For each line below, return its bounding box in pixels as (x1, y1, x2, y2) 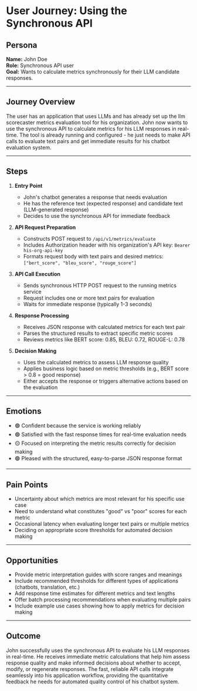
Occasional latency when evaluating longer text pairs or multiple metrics (14, 520, 189, 527)
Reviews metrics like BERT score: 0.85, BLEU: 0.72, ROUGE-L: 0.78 (23, 335, 185, 343)
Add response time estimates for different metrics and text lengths (14, 590, 175, 597)
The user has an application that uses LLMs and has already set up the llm (6, 112, 186, 119)
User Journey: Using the (6, 4, 127, 18)
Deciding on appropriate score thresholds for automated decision (14, 527, 173, 534)
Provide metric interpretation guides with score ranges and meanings (14, 571, 182, 578)
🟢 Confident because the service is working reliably (14, 422, 141, 429)
